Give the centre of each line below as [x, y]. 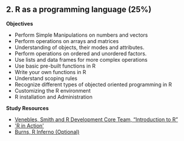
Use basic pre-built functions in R [55, 66]
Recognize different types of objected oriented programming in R [93, 84]
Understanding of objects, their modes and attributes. [79, 47]
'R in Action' [29, 125]
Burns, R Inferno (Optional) [47, 132]
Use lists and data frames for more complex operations [81, 59]
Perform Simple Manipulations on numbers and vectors [81, 35]
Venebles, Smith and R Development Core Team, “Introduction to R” [96, 119]
